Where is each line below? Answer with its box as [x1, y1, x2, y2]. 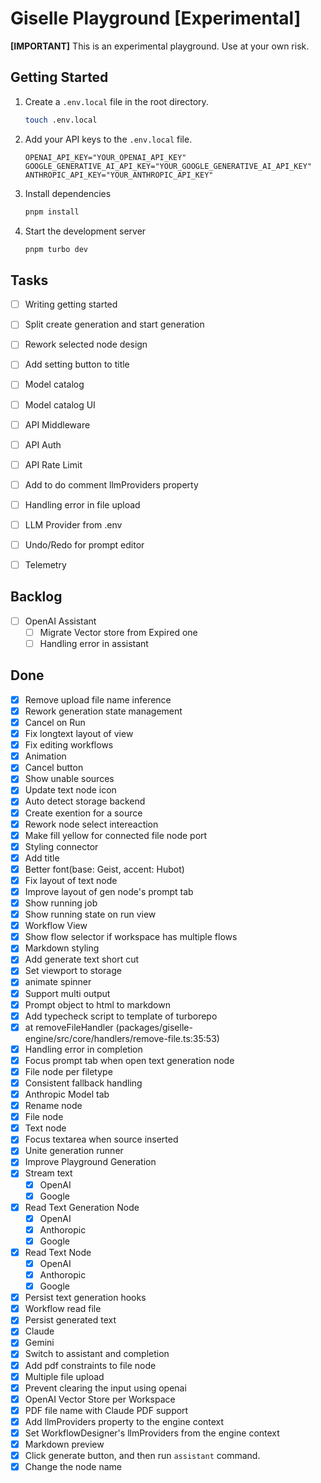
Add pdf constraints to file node [24, 1359, 157, 1371]
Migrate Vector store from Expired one [39, 626, 198, 638]
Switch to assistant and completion [24, 1348, 170, 1360]
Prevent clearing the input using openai [24, 1382, 187, 1394]
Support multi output [24, 987, 111, 999]
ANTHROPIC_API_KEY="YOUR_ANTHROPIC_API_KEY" [24, 170, 214, 180]
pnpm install [24, 207, 80, 217]
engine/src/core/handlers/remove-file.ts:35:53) [24, 1032, 220, 1044]
